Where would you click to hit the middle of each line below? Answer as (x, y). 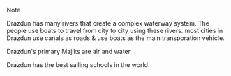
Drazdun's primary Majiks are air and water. (69, 51)
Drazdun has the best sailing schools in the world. (78, 65)
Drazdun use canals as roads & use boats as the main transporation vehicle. (115, 38)
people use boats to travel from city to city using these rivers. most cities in (115, 31)
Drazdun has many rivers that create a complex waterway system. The (108, 23)
